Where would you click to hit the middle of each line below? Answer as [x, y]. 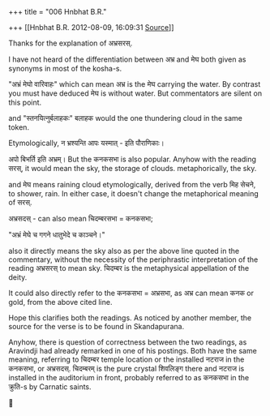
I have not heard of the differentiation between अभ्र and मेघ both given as [127, 59]
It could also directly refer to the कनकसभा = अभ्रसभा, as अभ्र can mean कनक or [131, 293]
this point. [25, 102]
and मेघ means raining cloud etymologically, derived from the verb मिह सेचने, [132, 184]
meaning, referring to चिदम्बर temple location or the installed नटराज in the [126, 359]
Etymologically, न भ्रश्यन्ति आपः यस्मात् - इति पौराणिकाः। [86, 143]
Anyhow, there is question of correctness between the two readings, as [128, 342]
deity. [18, 277]
